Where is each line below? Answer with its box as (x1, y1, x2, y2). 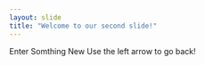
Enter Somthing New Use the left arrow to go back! (9, 45, 196, 56)
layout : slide (9, 12, 62, 22)
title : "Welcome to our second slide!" (9, 21, 158, 30)
